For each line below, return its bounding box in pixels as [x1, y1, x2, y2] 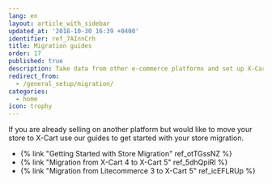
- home [15, 95, 38, 103]
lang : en [8, 11, 38, 20]
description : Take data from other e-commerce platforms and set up [8, 65, 244, 73]
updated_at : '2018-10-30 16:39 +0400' [8, 27, 139, 35]
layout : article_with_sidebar [8, 19, 111, 28]
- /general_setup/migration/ [15, 79, 114, 88]
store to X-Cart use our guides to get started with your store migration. [8, 133, 244, 143]
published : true [8, 58, 63, 66]
